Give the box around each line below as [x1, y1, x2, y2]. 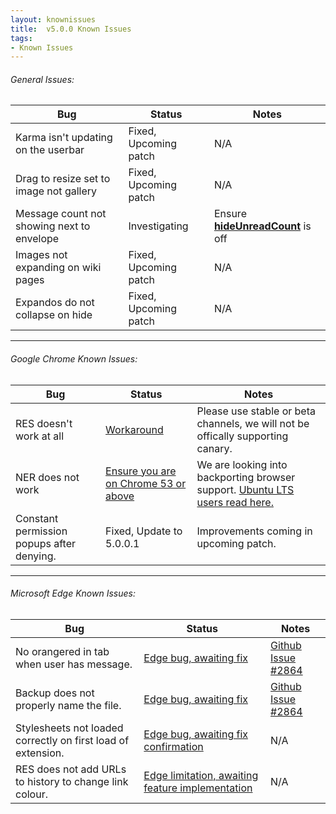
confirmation [143, 739, 204, 753]
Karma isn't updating [15, 131, 113, 145]
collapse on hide [15, 308, 93, 322]
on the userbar [15, 143, 85, 157]
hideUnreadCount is [213, 219, 312, 233]
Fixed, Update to [105, 524, 183, 538]
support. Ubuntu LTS [196, 482, 295, 496]
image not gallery [15, 184, 98, 198]
